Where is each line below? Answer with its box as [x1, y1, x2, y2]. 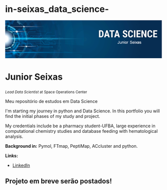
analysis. [5, 133, 23, 140]
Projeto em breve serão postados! [5, 177, 112, 185]
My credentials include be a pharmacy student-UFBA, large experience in [5, 123, 156, 129]
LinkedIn [12, 163, 30, 169]
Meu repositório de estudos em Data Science [5, 98, 98, 104]
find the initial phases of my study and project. [5, 113, 100, 119]
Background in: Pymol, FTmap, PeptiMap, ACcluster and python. [5, 143, 138, 149]
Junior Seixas [5, 71, 63, 83]
